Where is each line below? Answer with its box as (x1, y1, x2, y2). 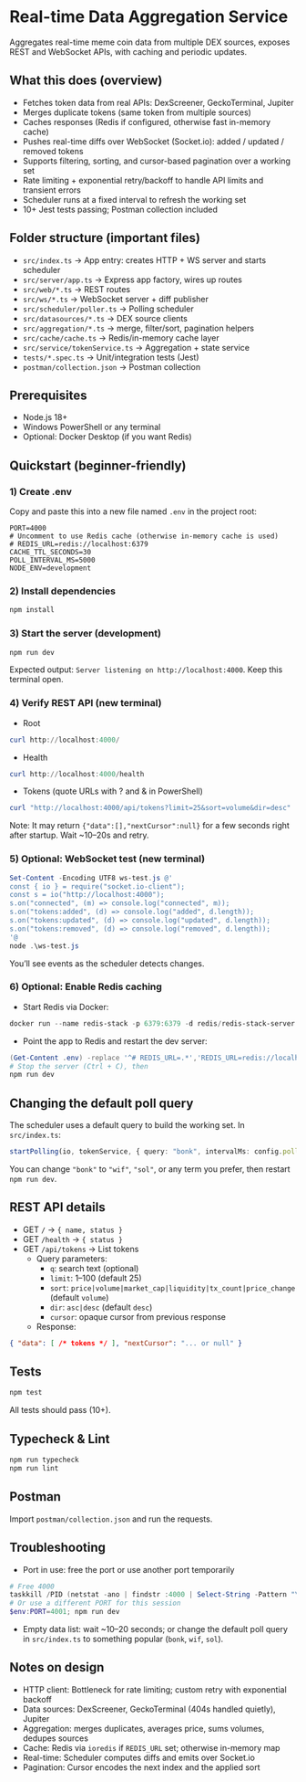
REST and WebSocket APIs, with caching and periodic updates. (9, 46, 248, 57)
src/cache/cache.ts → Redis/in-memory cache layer (22, 332, 220, 343)
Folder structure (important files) (9, 230, 200, 246)
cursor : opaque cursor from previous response (49, 1311, 226, 1322)
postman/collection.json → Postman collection (22, 361, 201, 372)
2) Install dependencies (9, 585, 117, 597)
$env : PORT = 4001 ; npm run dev (9, 1608, 120, 1617)
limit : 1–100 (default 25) (49, 1272, 142, 1283)
